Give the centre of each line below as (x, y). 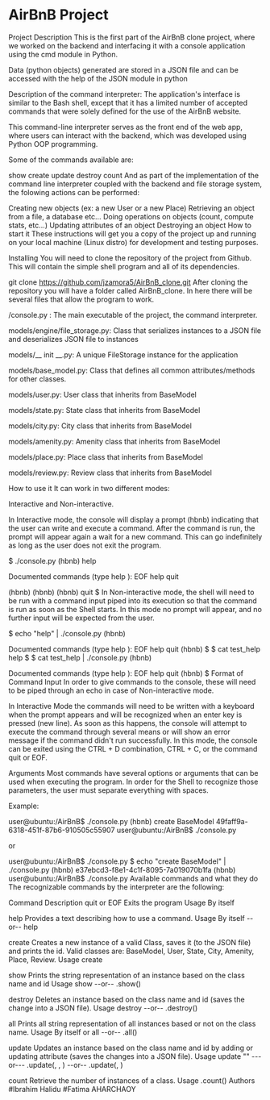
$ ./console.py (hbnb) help (52, 560)
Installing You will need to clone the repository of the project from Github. (130, 258)
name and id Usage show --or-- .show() (75, 983)
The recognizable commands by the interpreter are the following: (116, 887)
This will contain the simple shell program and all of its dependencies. (124, 266)
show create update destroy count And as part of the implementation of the (134, 175)
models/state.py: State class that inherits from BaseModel (104, 410)
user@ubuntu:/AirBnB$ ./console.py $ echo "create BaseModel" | (117, 861)
